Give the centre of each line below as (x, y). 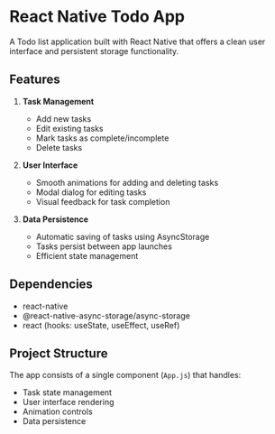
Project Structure (59, 353)
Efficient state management (87, 255)
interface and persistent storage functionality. (94, 51)
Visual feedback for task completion (103, 201)
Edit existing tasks (69, 128)
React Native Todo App (97, 17)
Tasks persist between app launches (104, 246)
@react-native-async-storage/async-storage (106, 315)
